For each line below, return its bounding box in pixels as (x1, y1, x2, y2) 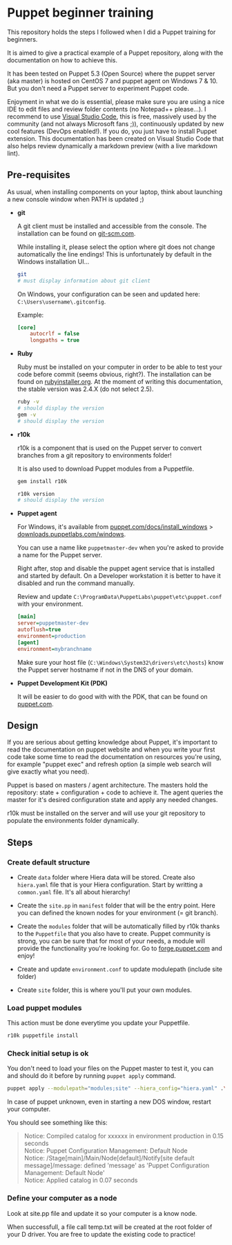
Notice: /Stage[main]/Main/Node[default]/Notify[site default (23, 1154, 195, 1163)
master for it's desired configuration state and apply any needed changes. (7, 796, 218, 804)
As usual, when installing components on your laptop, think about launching (7, 187, 223, 195)
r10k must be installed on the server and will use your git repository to (7, 809, 206, 817)
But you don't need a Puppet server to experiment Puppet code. (7, 84, 190, 92)
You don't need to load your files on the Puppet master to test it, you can (7, 1064, 214, 1072)
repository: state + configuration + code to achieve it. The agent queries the (7, 788, 223, 796)
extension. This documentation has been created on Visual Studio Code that (7, 134, 224, 143)
